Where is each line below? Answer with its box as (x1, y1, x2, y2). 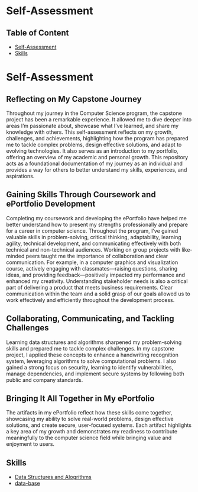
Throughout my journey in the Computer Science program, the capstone (6, 110, 182, 117)
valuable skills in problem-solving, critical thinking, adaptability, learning (6, 233, 181, 240)
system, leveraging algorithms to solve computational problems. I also (6, 357, 176, 365)
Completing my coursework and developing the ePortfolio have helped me (6, 214, 187, 221)
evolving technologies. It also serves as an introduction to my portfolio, (6, 147, 178, 155)
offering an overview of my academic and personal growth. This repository (6, 154, 189, 160)
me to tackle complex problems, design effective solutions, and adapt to (6, 141, 182, 148)
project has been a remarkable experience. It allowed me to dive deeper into (6, 116, 192, 123)
